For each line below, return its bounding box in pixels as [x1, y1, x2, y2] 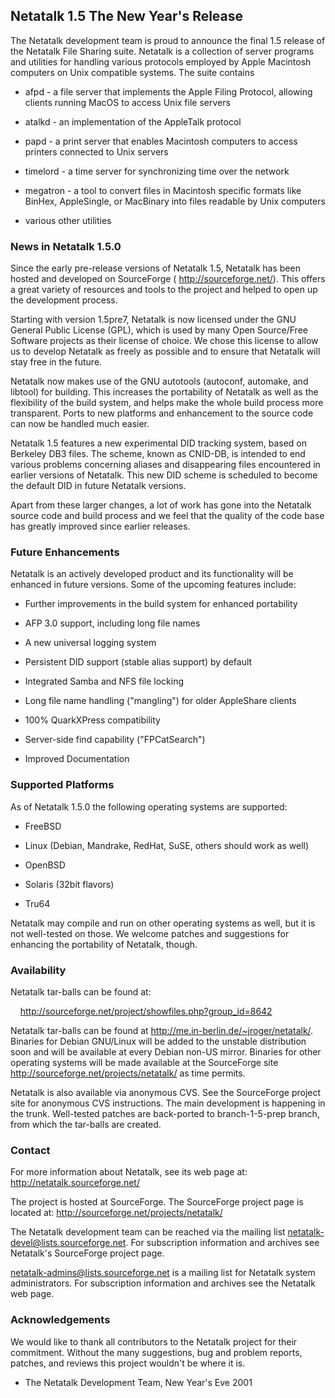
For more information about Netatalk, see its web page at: [10, 1166, 248, 1178]
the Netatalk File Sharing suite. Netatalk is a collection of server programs [10, 45, 315, 57]
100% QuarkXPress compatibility [24, 714, 161, 726]
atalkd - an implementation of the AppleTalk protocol [24, 115, 242, 128]
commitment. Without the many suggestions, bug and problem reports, [10, 1346, 303, 1358]
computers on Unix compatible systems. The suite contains [10, 66, 255, 78]
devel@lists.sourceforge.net [10, 1237, 127, 1249]
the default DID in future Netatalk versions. [10, 480, 187, 492]
